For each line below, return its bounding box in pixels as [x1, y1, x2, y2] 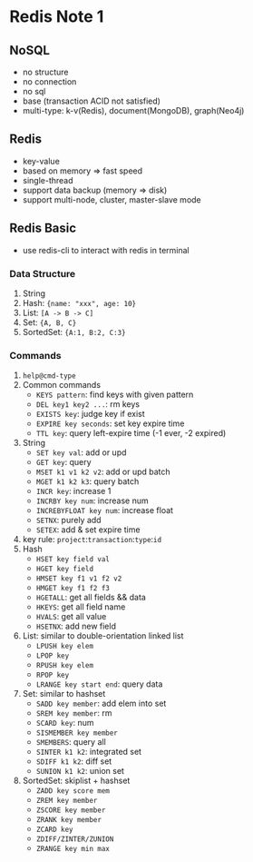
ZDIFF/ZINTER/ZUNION [35, 835, 114, 844]
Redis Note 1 [9, 6, 104, 27]
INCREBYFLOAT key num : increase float [35, 505, 174, 516]
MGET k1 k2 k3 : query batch [35, 476, 140, 487]
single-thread [22, 174, 74, 185]
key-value [22, 155, 61, 166]
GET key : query [35, 457, 92, 468]
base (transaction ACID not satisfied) [22, 95, 161, 106]
